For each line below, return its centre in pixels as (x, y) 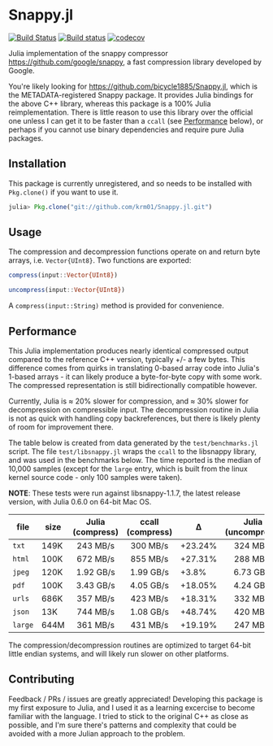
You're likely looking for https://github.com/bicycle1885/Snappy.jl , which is (133, 86)
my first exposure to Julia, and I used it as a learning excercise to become (132, 707)
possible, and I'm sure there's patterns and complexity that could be (123, 725)
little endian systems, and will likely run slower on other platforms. (119, 654)
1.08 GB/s (149, 612)
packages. (26, 138)
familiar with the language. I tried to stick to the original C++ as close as (129, 716)
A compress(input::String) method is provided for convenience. (117, 306)
